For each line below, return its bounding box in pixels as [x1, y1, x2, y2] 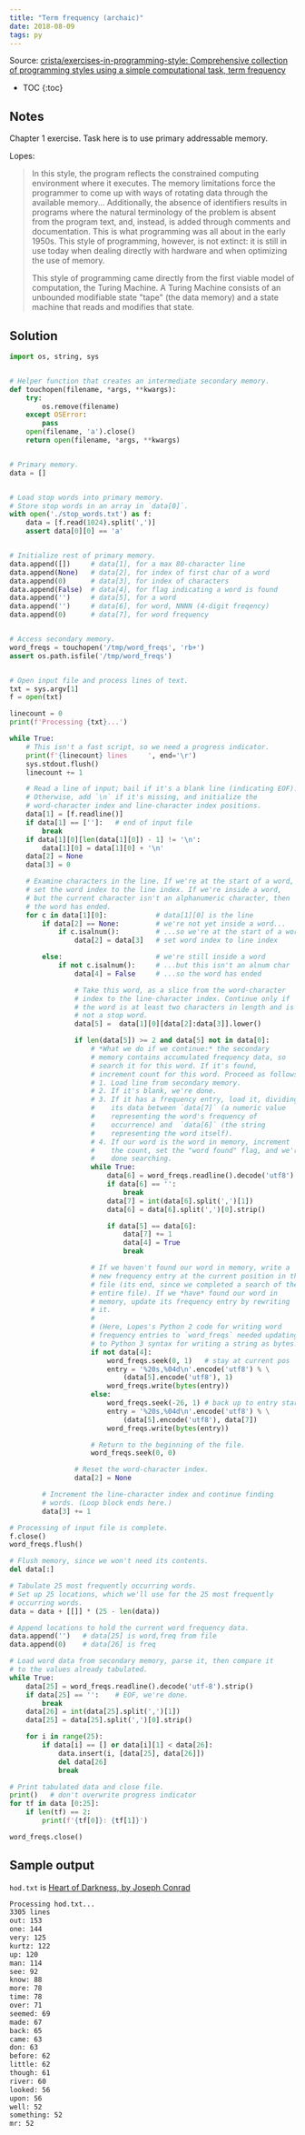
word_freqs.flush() [9, 1540, 84, 1549]
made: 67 [9, 2018, 43, 2027]
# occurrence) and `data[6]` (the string [90, 1120, 266, 1129]
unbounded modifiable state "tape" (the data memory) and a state [31, 292, 280, 303]
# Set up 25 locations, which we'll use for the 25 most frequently [9, 1589, 274, 1599]
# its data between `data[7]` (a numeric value [90, 1104, 286, 1113]
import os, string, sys [9, 352, 100, 361]
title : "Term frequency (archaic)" [9, 13, 144, 23]
